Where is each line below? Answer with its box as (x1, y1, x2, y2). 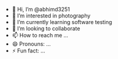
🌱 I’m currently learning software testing (11, 19, 113, 25)
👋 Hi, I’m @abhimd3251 (11, 6, 70, 13)
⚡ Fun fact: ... (11, 47, 45, 54)
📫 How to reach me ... (11, 32, 68, 39)
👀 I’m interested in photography (11, 12, 91, 19)
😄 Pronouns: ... (11, 40, 51, 48)
